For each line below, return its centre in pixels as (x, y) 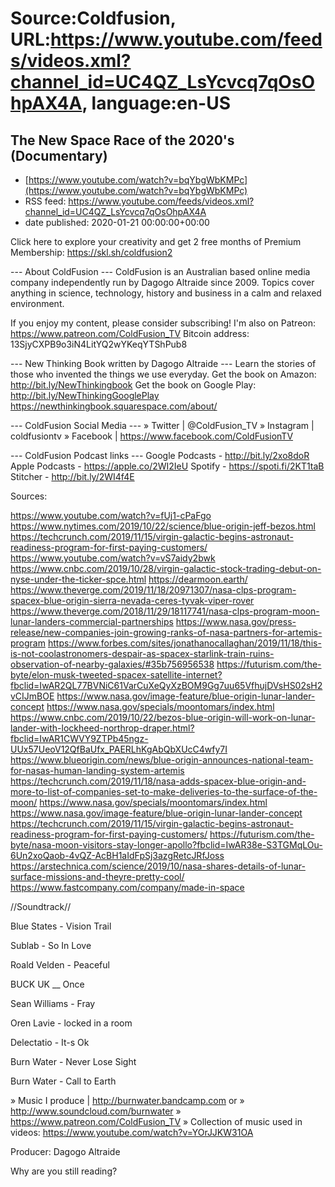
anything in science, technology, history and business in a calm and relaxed (166, 293)
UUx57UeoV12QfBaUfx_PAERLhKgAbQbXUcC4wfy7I (119, 749)
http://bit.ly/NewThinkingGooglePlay (85, 395)
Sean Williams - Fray (53, 1003)
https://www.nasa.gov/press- (236, 621)
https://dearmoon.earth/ (198, 579)
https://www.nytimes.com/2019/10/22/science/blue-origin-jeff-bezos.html (163, 526)
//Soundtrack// (41, 906)
